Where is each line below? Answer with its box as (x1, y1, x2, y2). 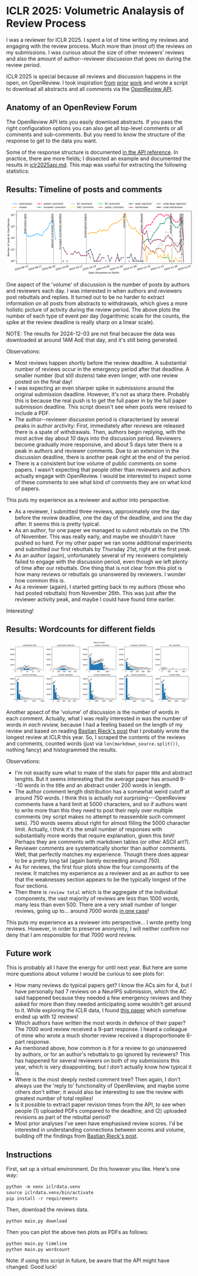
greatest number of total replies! (14, 1095, 93, 1102)
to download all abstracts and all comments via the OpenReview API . (6, 85, 173, 92)
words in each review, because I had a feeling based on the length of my (6, 721, 183, 728)
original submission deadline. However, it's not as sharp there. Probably (14, 390, 190, 397)
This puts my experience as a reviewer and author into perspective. (6, 496, 170, 503)
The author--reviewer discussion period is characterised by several (14, 416, 179, 423)
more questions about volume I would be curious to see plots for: (6, 970, 165, 977)
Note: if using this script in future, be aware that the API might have (6, 1257, 170, 1264)
